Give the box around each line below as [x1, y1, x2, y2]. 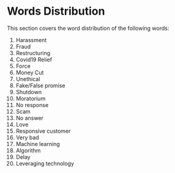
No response [15, 101, 49, 108]
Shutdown [15, 88, 42, 95]
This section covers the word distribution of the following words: [7, 24, 169, 32]
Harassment [15, 36, 47, 43]
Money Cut [15, 68, 44, 76]
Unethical [15, 75, 40, 83]
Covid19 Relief [15, 56, 53, 63]
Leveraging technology [15, 160, 75, 167]
